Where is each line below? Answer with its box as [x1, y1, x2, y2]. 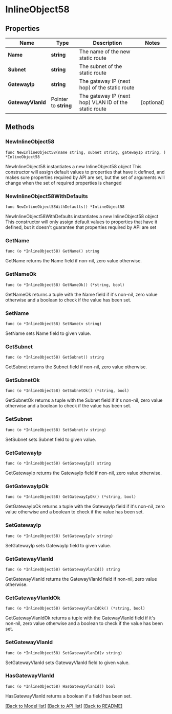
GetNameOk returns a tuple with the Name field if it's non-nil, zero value [5, 291, 158, 297]
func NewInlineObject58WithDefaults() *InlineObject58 [5, 204, 125, 209]
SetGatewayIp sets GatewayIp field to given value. [5, 542, 111, 548]
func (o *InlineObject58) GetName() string [5, 248, 100, 254]
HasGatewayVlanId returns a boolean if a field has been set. [5, 693, 132, 699]
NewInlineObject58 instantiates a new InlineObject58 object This [5, 163, 142, 169]
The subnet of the [79, 63, 122, 70]
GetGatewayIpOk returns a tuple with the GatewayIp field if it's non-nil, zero [5, 503, 165, 510]
